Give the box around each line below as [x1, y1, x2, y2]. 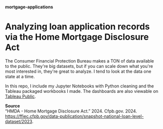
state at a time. [5, 73, 35, 79]
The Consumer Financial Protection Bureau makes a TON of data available [5, 58, 154, 64]
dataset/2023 [5, 118, 33, 124]
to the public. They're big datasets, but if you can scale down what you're [5, 63, 153, 69]
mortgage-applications [5, 4, 53, 10]
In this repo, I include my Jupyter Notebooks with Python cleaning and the [5, 83, 154, 89]
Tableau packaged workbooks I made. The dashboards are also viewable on [5, 88, 159, 94]
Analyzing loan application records [5, 21, 150, 32]
